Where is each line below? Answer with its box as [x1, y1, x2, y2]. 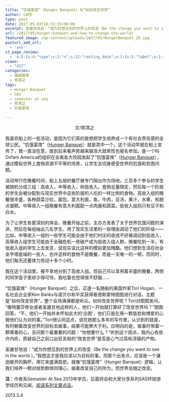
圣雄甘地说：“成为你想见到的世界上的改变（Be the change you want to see [5, 346, 160, 352]
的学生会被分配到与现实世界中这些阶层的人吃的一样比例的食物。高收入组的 [5, 190, 159, 196]
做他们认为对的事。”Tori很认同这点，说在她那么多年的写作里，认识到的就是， [5, 317, 163, 322]
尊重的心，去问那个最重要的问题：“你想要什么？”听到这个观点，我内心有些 [9, 329, 163, 335]
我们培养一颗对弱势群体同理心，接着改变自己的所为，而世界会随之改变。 [5, 365, 155, 371]
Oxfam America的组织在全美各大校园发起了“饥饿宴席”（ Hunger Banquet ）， [5, 154, 161, 160]
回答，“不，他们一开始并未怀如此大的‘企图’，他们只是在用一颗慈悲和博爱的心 [5, 310, 164, 316]
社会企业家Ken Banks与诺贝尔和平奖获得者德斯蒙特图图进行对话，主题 [9, 292, 155, 297]
